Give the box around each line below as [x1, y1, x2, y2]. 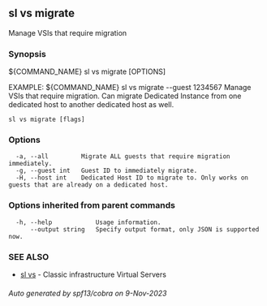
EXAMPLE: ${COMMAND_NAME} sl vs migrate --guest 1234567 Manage [8, 83, 252, 93]
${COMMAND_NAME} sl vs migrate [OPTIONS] [8, 67, 166, 76]
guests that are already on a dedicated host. [8, 181, 169, 189]
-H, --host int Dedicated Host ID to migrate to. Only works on [15, 174, 249, 182]
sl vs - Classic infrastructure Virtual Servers [19, 269, 166, 279]
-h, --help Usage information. [15, 218, 161, 226]
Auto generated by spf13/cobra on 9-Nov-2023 [8, 288, 167, 298]
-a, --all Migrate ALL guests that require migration [15, 153, 230, 161]
